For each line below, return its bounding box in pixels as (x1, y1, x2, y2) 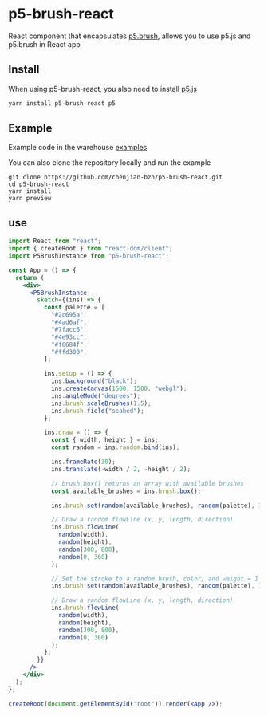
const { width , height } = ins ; (50, 436, 159, 444)
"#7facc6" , (50, 325, 88, 333)
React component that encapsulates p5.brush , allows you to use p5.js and (8, 31, 251, 41)
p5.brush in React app (8, 39, 81, 49)
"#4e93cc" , (50, 332, 88, 341)
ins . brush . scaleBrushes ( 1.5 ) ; (50, 399, 152, 407)
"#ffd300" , (50, 348, 88, 356)
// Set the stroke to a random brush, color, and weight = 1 (50, 575, 259, 583)
